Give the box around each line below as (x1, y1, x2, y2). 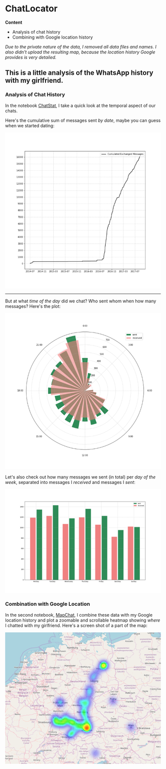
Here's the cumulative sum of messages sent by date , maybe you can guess (5, 117, 161, 123)
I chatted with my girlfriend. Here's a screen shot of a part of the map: (5, 622, 148, 628)
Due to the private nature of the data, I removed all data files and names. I (5, 44, 157, 49)
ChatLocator (5, 3, 58, 14)
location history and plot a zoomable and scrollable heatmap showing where (5, 617, 161, 623)
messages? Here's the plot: (5, 303, 61, 309)
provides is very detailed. (5, 54, 57, 60)
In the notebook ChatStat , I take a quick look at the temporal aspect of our (5, 102, 156, 108)
